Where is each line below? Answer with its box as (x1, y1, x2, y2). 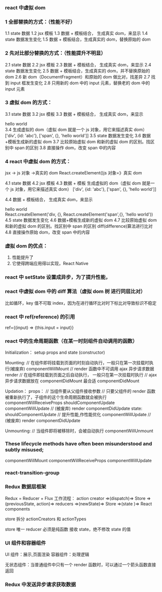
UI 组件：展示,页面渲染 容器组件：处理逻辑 (5, 551, 89, 558)
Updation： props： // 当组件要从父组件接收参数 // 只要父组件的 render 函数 (5, 389, 156, 394)
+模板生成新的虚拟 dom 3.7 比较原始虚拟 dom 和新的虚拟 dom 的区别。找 (5, 139, 151, 144)
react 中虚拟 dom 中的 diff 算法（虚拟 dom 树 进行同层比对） (5, 288, 146, 295)
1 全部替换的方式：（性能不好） (5, 18, 75, 25)
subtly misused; (5, 447, 44, 453)
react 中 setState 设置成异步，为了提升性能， (5, 274, 111, 280)
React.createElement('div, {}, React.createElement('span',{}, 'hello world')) (5, 212, 153, 218)
